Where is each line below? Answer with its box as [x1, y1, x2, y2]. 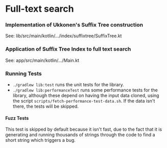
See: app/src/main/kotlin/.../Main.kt [5, 57, 80, 63]
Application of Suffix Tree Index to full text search [5, 45, 131, 53]
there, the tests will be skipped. [12, 103, 79, 110]
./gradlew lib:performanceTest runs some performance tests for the [12, 87, 158, 93]
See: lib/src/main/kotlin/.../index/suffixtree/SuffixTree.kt [5, 33, 122, 39]
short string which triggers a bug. [5, 137, 76, 143]
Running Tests [5, 70, 42, 77]
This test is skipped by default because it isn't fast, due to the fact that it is [5, 126, 162, 133]
